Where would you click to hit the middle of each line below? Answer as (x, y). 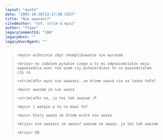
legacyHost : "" (21, 37)
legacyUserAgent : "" (26, 42)
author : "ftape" (22, 28)
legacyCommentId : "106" (29, 32)
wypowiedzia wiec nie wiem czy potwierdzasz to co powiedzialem (84, 68)
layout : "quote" (22, 10)
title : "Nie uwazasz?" (28, 19)
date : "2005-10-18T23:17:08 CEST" (41, 14)
